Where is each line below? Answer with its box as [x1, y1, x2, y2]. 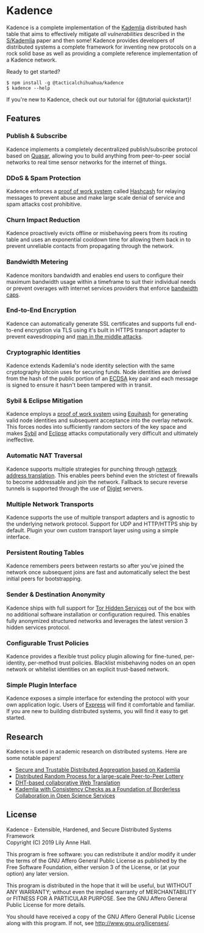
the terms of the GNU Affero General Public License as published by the [6, 857, 187, 864]
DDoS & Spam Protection [6, 174, 81, 182]
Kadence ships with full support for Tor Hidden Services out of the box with [6, 604, 196, 611]
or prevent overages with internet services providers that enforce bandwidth [6, 284, 199, 292]
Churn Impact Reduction [6, 216, 80, 224]
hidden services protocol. [6, 624, 71, 631]
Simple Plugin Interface [6, 680, 77, 689]
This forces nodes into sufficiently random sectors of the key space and [6, 423, 187, 431]
